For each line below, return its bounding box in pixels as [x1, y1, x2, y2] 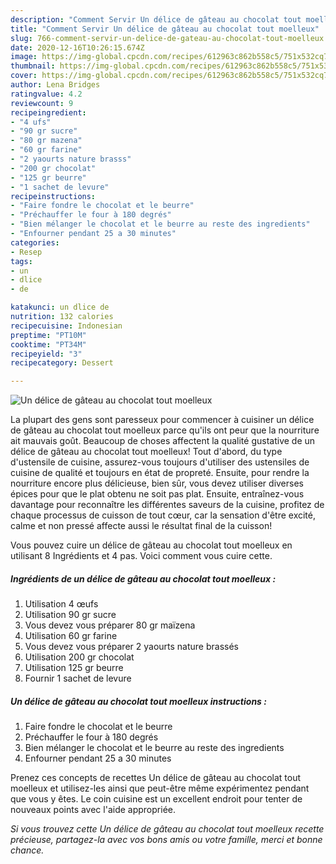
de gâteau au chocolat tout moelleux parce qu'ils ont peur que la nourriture [10, 424, 320, 436]
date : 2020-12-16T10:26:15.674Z [10, 42, 145, 53]
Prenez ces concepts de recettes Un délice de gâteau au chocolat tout [10, 772, 302, 784]
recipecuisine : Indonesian [10, 321, 123, 331]
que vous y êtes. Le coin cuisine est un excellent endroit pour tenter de [10, 793, 303, 805]
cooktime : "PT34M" [10, 339, 87, 350]
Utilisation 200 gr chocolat [24, 651, 135, 663]
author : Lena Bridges [10, 80, 101, 90]
